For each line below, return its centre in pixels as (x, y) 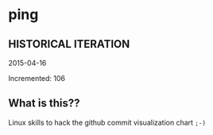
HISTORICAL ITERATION (69, 44)
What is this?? (44, 104)
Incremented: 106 (37, 78)
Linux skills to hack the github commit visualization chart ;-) (107, 122)
